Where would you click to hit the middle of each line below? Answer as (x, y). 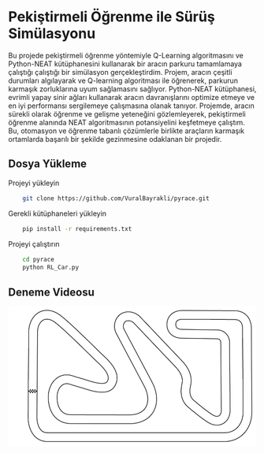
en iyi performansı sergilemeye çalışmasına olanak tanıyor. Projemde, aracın (131, 106)
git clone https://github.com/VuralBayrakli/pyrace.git (116, 198)
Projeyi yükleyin (34, 183)
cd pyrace (39, 259)
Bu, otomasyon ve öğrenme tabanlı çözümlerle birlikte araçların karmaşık (126, 131)
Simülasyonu (52, 33)
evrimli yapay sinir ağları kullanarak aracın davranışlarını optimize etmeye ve (132, 97)
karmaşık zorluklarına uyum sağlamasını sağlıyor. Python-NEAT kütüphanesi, (132, 89)
